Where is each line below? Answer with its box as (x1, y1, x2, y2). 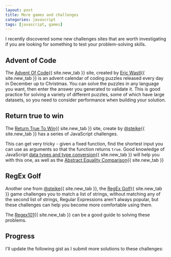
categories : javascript (5, 17, 56, 22)
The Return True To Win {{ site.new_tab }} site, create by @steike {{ (5, 125, 145, 131)
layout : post (5, 7, 33, 13)
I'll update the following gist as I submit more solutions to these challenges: (5, 245, 163, 251)
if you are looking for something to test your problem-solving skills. (5, 41, 146, 48)
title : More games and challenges (5, 12, 79, 17)
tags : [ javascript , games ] (5, 22, 63, 27)
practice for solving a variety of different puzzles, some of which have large (5, 92, 165, 98)
